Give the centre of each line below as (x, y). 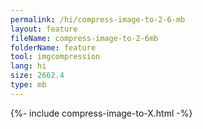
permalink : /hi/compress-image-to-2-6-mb (98, 19)
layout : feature (44, 29)
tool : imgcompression (55, 57)
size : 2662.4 (37, 76)
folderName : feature (53, 47)
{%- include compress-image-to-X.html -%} (101, 113)
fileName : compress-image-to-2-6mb (84, 38)
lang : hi (28, 66)
